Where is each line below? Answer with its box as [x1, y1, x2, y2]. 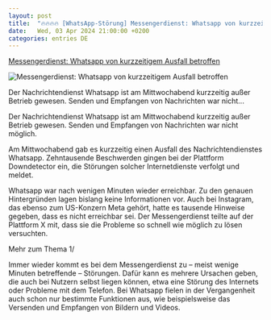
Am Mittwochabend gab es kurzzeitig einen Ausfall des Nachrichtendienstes [8, 144, 263, 154]
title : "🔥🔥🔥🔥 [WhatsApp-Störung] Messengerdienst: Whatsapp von [8, 19, 236, 27]
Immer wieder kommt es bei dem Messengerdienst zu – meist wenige [8, 260, 240, 270]
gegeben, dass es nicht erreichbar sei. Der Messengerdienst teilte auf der [8, 211, 254, 222]
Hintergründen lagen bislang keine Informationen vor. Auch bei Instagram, [8, 194, 254, 204]
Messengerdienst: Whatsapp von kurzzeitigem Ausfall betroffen [8, 56, 220, 66]
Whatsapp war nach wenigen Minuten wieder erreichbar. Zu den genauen [8, 186, 253, 196]
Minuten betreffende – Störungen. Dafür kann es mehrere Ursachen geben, [8, 268, 258, 278]
